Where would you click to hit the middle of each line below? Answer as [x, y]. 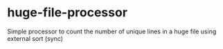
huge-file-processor [68, 13]
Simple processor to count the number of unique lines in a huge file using [112, 31]
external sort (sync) [35, 38]
